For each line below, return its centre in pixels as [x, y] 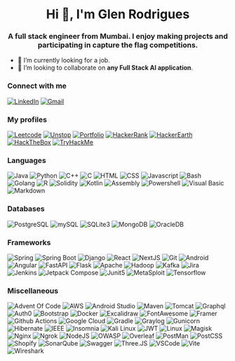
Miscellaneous [33, 291]
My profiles [27, 119]
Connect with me [37, 86]
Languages [27, 160]
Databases [26, 209]
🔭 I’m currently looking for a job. [63, 60]
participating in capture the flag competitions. [118, 45]
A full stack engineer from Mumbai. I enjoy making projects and [118, 37]
